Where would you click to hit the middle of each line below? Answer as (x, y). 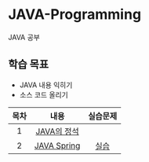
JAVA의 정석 (58, 131)
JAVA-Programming (75, 15)
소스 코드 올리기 (44, 94)
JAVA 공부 (24, 37)
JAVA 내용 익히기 (46, 85)
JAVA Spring (57, 145)
